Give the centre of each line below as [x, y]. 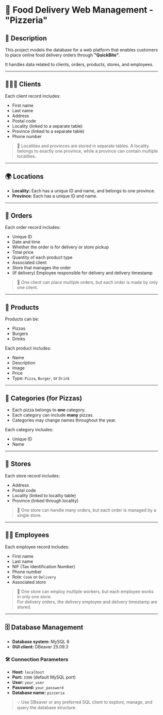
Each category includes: [29, 430]
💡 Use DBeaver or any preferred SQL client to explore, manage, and [85, 702]
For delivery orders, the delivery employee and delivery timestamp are [87, 602]
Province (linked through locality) [45, 501]
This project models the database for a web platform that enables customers [81, 50]
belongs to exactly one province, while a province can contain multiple [87, 151]
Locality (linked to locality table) [44, 495]
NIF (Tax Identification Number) [43, 566]
